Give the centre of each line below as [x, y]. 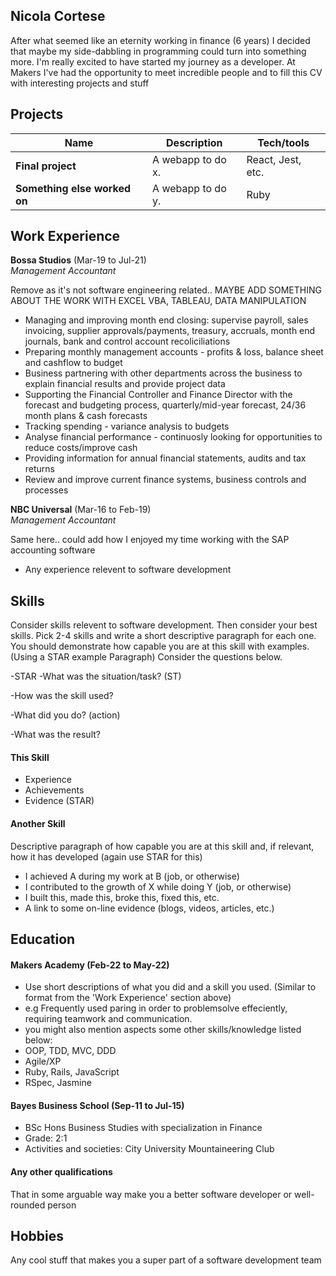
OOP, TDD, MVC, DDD [70, 1051]
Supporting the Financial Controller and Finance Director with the [158, 395]
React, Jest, [274, 159]
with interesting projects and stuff [80, 83]
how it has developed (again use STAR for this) [106, 856]
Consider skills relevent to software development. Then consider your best [164, 625]
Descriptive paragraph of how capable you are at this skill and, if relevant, [162, 846]
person [62, 1205]
